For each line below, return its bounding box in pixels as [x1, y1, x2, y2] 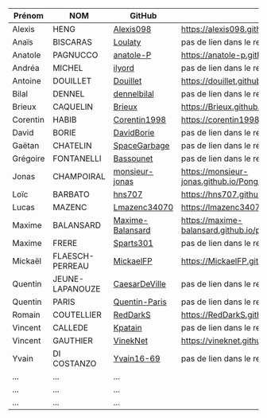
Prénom [13, 10, 44, 21]
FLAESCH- [52, 251, 95, 261]
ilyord [113, 63, 135, 73]
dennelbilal [113, 88, 155, 99]
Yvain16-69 [113, 354, 161, 364]
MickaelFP [113, 256, 153, 266]
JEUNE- [52, 274, 85, 284]
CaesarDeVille [113, 279, 167, 289]
